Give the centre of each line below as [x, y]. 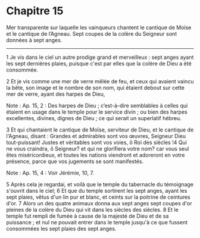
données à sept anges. [34, 40]
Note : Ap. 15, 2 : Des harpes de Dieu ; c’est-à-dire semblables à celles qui [97, 105]
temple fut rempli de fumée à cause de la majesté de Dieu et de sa [87, 216]
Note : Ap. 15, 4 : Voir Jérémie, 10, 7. [50, 173]
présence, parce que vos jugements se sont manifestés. [75, 161]
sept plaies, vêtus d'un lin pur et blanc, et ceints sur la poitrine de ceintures [98, 197]
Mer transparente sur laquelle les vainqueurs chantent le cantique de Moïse [99, 27]
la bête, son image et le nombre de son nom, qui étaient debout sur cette [95, 87]
